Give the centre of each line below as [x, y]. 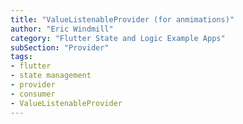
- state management [51, 76]
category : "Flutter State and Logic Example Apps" [118, 38]
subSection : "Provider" [60, 47]
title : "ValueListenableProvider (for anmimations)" [122, 19]
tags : [21, 57]
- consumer [33, 94]
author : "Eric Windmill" [62, 29]
